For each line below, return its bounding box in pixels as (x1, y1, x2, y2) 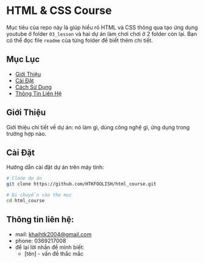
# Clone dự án (6, 176, 43, 182)
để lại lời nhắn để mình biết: (15, 244, 85, 251)
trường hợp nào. (6, 130, 47, 137)
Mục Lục (6, 54, 40, 64)
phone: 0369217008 (15, 237, 66, 244)
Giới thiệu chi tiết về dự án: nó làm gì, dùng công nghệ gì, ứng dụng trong (6, 123, 190, 131)
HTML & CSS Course (6, 4, 112, 18)
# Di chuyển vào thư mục (6, 192, 72, 198)
